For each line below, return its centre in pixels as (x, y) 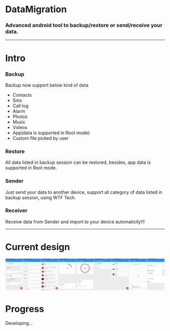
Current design (38, 247)
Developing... (19, 323)
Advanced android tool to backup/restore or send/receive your (84, 25)
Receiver (16, 210)
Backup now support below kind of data (47, 85)
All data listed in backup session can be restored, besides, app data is (78, 162)
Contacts (22, 95)
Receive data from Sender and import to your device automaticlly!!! (75, 222)
